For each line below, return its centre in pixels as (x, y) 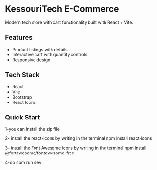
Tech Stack (22, 75)
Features (19, 38)
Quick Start (23, 117)
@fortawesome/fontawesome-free (40, 153)
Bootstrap (22, 97)
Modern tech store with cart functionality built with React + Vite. (69, 22)
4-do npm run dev (23, 162)
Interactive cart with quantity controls (50, 54)
